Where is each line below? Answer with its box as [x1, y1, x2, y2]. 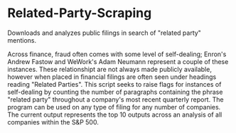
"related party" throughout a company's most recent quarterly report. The [7, 95, 224, 104]
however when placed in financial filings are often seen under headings [7, 73, 217, 81]
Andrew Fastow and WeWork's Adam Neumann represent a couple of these [7, 57, 229, 65]
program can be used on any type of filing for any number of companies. [7, 102, 221, 111]
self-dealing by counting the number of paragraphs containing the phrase [7, 87, 223, 96]
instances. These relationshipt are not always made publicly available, [7, 65, 212, 73]
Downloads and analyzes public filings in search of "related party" [7, 28, 201, 37]
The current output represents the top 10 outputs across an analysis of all [7, 110, 222, 119]
